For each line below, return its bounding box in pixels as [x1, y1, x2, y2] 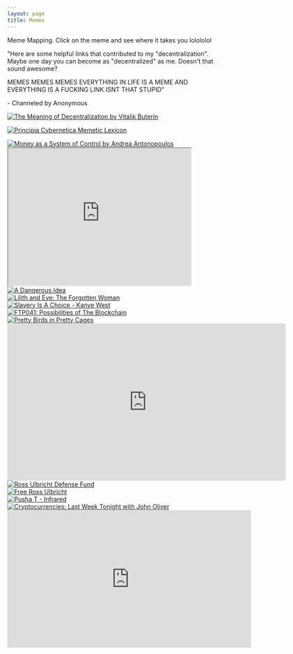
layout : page [7, 10, 45, 17]
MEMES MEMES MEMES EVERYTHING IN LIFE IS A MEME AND [7, 77, 189, 86]
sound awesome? [7, 64, 58, 73]
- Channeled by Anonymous [7, 98, 88, 107]
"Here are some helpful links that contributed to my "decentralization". [7, 50, 209, 58]
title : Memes [7, 17, 45, 24]
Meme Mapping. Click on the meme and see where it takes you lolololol [7, 36, 212, 44]
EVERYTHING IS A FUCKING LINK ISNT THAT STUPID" [7, 85, 165, 94]
